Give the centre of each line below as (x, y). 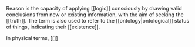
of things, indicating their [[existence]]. (53, 27)
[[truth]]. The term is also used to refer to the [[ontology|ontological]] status (98, 21)
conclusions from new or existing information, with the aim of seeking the (95, 15)
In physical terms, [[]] (32, 38)
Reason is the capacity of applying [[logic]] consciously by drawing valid (94, 8)
